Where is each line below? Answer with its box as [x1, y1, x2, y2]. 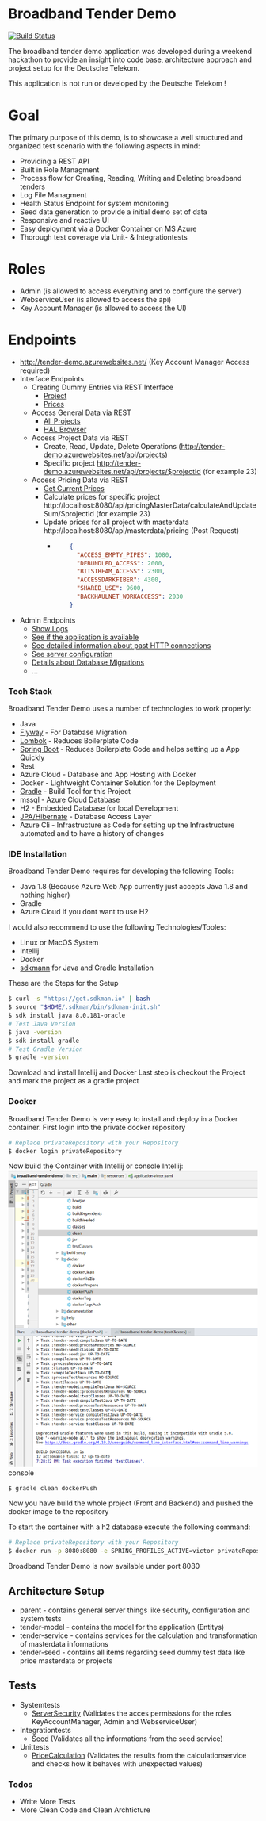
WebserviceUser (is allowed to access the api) [19, 294, 172, 304]
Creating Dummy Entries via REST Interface [31, 382, 174, 392]
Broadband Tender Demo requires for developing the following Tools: [8, 866, 234, 876]
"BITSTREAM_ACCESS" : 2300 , [76, 568, 166, 576]
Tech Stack [8, 685, 53, 696]
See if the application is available [31, 632, 139, 642]
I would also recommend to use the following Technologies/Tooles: [8, 922, 226, 932]
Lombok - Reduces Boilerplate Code [19, 736, 139, 746]
